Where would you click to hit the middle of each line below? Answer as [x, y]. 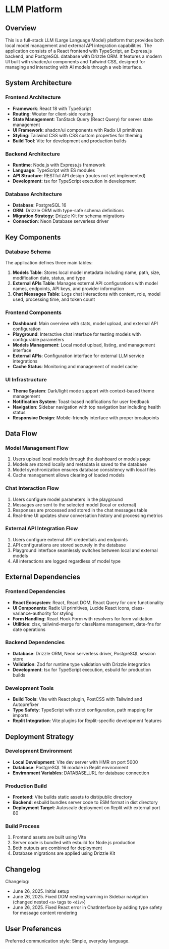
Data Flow [21, 433]
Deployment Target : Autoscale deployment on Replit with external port [86, 808]
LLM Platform [34, 9]
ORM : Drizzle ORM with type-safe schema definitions [68, 211]
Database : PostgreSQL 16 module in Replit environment [70, 767]
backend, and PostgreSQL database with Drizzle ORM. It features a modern [84, 56]
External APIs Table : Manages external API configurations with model [85, 283]
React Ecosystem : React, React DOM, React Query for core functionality [88, 602]
